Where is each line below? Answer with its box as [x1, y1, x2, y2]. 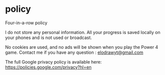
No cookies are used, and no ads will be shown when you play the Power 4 [5, 44, 159, 50]
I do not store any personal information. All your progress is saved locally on [5, 29, 161, 35]
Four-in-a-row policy [5, 20, 48, 26]
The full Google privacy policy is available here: [5, 59, 102, 65]
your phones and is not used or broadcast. [5, 35, 92, 40]
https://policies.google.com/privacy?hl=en [5, 64, 92, 70]
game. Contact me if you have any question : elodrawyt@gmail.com [5, 49, 144, 55]
